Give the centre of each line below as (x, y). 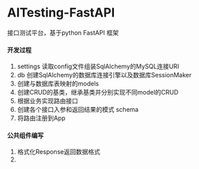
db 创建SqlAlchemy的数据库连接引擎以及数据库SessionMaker (104, 75)
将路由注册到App (41, 118)
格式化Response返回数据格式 (58, 152)
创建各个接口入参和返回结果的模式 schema (78, 110)
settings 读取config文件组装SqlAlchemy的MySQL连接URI (98, 66)
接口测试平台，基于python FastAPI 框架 (63, 32)
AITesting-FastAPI (61, 13)
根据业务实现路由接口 (47, 101)
